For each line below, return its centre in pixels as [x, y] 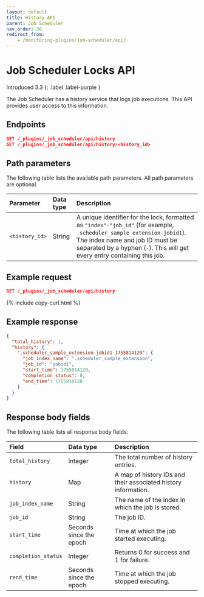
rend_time [23, 578]
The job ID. [130, 517]
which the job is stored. [148, 507]
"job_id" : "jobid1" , [48, 364]
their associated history [148, 482]
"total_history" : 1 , [38, 342]
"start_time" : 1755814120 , [56, 370]
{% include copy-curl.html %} [43, 303]
